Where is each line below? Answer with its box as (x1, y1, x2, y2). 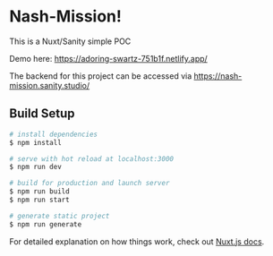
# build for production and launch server (9, 179, 170, 188)
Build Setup (9, 106, 75, 122)
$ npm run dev (9, 163, 63, 172)
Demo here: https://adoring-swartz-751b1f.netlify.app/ (9, 53, 208, 64)
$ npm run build (9, 187, 70, 196)
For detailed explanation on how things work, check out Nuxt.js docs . (9, 235, 265, 247)
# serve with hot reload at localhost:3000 (9, 154, 175, 163)
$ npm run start (9, 195, 70, 204)
